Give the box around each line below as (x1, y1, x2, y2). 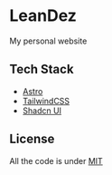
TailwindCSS (22, 95, 70, 106)
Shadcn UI (22, 105, 61, 116)
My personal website (9, 35, 88, 46)
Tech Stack (9, 62, 74, 77)
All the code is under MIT (9, 155, 104, 166)
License (9, 131, 55, 147)
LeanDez (9, 5, 77, 26)
